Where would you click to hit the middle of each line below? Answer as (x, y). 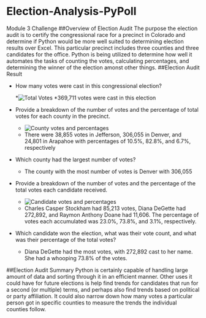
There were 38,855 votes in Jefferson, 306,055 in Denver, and (103, 134)
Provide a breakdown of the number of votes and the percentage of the (105, 183)
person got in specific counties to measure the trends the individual (92, 303)
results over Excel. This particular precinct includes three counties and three (103, 48)
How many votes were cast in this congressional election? (89, 86)
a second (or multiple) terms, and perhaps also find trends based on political (103, 289)
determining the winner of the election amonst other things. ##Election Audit (103, 67)
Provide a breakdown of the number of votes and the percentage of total (107, 109)
